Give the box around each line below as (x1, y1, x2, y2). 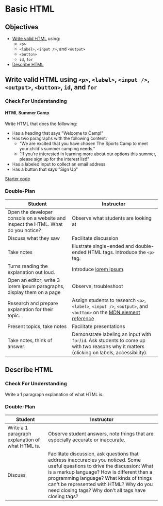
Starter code (5, 176, 30, 181)
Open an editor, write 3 (7, 276, 60, 283)
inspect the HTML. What (7, 220, 63, 227)
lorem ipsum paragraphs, (7, 283, 65, 289)
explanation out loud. (7, 269, 55, 275)
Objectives (5, 23, 39, 31)
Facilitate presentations (72, 323, 125, 329)
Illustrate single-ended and (72, 242, 134, 249)
